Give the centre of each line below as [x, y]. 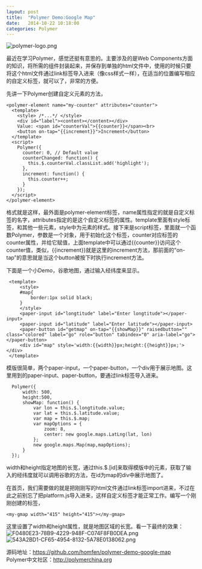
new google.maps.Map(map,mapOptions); [82, 445]
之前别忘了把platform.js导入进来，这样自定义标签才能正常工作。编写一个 [101, 495]
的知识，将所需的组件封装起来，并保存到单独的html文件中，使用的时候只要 [99, 66]
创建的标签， [27, 503]
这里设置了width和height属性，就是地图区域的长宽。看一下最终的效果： [95, 527]
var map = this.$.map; [62, 419]
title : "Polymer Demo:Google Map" [51, 18]
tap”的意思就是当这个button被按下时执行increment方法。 [77, 258]
